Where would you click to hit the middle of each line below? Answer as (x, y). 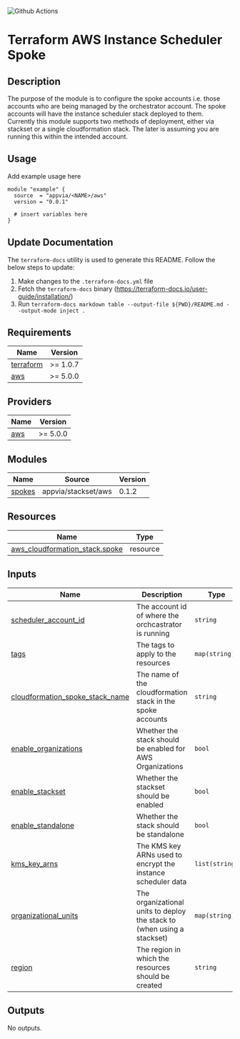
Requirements (39, 333)
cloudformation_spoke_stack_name (70, 697)
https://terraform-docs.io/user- (162, 289)
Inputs (22, 574)
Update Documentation (60, 243)
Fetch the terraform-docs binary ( (67, 289)
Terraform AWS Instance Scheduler (115, 40)
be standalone (160, 834)
